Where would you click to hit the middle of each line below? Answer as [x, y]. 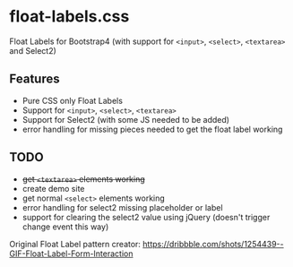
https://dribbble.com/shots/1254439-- [213, 244]
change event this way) [65, 227]
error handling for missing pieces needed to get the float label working [152, 129]
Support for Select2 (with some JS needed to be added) [126, 119]
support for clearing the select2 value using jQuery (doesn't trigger [146, 217]
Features [34, 79]
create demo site [53, 188]
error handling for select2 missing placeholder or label [122, 207]
